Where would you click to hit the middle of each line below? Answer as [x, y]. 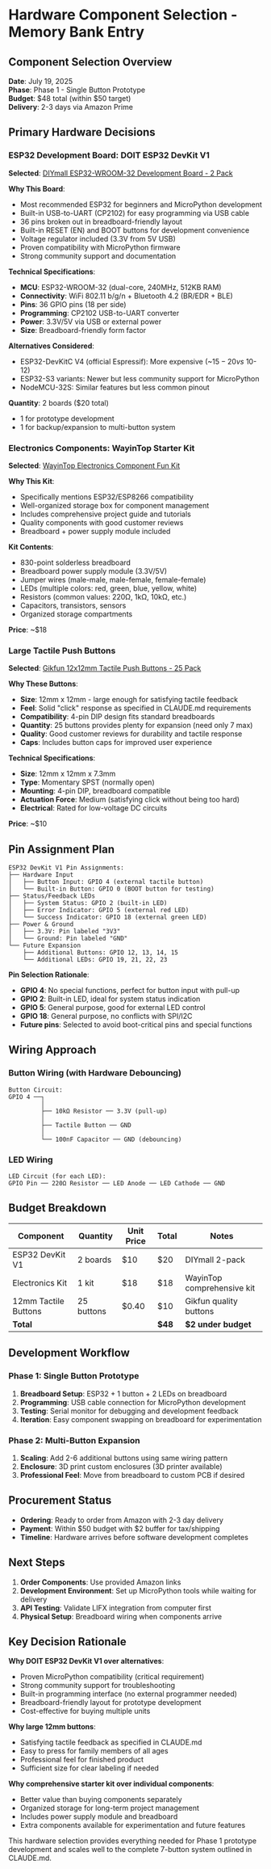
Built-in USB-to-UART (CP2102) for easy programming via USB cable [135, 213]
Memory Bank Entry [77, 32]
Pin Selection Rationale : [49, 974]
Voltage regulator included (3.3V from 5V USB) [98, 238]
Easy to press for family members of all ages [94, 1751]
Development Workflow [69, 1353]
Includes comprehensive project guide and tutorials [105, 514]
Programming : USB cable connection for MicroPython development [133, 1402]
